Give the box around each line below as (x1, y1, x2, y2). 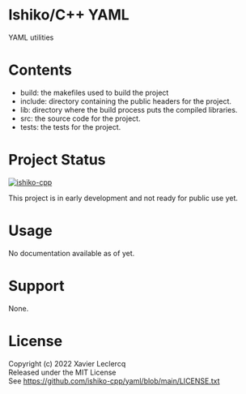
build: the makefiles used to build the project (19, 88, 169, 97)
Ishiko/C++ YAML (8, 6, 129, 24)
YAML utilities (8, 32, 54, 42)
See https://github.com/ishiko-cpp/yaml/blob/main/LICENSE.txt (8, 375, 220, 386)
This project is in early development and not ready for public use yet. (8, 193, 239, 203)
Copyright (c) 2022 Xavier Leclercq (8, 358, 126, 368)
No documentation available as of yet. (8, 248, 135, 258)
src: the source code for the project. (19, 113, 141, 123)
